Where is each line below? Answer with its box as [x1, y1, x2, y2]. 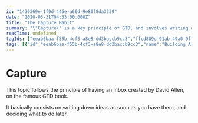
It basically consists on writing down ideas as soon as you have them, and [6, 104, 186, 111]
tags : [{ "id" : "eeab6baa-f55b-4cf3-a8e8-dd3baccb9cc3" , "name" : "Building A [6, 42, 192, 48]
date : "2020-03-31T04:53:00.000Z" [6, 14, 91, 20]
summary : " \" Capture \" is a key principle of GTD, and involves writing [6, 25, 189, 31]
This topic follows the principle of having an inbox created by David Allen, [6, 86, 185, 93]
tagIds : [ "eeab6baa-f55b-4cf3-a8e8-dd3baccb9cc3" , [6, 36, 133, 42]
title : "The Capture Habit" [6, 19, 75, 25]
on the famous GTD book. [6, 92, 69, 99]
